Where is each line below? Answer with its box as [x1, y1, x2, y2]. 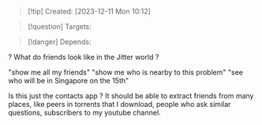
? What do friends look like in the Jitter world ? [8, 53, 159, 61]
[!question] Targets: [27, 22, 92, 31]
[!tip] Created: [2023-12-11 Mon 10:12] [27, 7, 152, 16]
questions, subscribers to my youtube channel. [8, 108, 161, 117]
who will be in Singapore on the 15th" [8, 76, 129, 85]
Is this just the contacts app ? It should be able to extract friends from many [8, 91, 254, 101]
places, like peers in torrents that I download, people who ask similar [8, 100, 231, 108]
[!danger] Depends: [27, 37, 92, 46]
